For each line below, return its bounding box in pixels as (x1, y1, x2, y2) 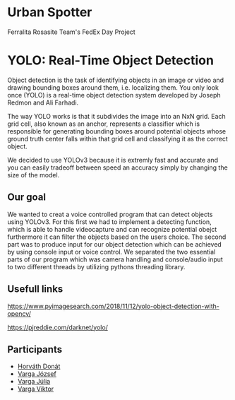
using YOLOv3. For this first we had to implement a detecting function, (7, 217, 212, 226)
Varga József (17, 370, 56, 378)
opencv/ (7, 309, 32, 318)
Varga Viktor (17, 384, 54, 393)
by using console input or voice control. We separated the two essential (7, 247, 216, 256)
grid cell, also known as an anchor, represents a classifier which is (7, 119, 200, 128)
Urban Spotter (7, 4, 92, 20)
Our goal (7, 192, 47, 204)
